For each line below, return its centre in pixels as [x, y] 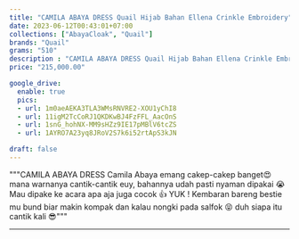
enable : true [41, 91]
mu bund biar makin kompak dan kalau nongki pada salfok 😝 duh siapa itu [146, 207]
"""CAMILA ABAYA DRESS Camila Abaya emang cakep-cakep [122, 174]
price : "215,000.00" [48, 68]
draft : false [33, 149]
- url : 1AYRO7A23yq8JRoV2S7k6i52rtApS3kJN [97, 133]
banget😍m [255, 174]
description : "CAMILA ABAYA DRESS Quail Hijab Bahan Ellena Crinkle [141, 59]
